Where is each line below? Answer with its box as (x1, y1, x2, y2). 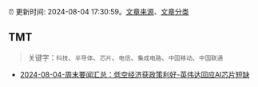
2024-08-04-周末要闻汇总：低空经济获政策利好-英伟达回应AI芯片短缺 (19, 69, 250, 79)
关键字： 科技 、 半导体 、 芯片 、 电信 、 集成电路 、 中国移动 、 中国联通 (27, 53, 224, 62)
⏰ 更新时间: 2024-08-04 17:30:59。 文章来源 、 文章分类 (8, 7, 189, 16)
